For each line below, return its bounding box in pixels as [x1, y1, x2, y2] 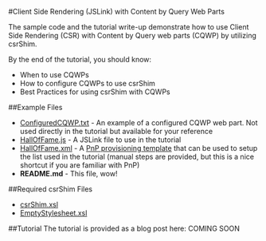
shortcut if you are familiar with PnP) [19, 160, 140, 170]
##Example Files [8, 103, 63, 112]
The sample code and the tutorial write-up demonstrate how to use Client [8, 22, 249, 31]
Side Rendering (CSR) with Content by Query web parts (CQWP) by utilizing [8, 31, 257, 40]
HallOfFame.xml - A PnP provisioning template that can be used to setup [19, 144, 258, 152]
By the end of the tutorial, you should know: [8, 55, 152, 64]
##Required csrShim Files [8, 184, 93, 194]
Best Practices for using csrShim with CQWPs [19, 87, 170, 97]
